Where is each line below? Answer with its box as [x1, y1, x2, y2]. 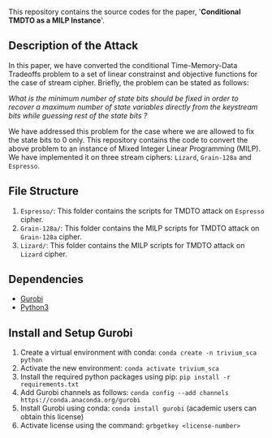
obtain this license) [19, 412, 84, 422]
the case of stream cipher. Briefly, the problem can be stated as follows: [8, 77, 249, 88]
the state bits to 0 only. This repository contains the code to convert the [8, 135, 248, 144]
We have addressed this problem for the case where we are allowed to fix [8, 126, 255, 136]
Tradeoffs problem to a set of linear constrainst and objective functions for [8, 69, 258, 79]
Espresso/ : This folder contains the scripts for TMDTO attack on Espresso [19, 206, 265, 216]
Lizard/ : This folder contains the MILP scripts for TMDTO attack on [19, 240, 245, 250]
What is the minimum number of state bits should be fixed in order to [8, 93, 239, 103]
